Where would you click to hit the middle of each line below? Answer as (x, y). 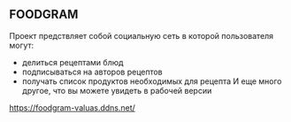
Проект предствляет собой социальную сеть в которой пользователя (142, 35)
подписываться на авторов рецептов (92, 72)
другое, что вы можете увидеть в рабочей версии (117, 90)
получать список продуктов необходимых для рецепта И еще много (152, 81)
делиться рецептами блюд (73, 62)
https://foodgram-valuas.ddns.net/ (72, 107)
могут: (22, 45)
